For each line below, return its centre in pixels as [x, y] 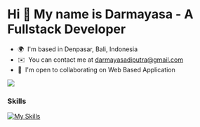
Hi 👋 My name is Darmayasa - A [100, 14]
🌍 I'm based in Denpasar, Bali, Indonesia [78, 49]
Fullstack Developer [67, 29]
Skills [17, 101]
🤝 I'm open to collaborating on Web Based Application [96, 69]
